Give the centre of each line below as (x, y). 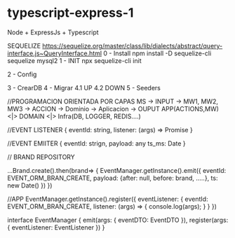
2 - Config (22, 74)
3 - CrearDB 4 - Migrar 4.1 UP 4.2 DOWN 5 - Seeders (84, 87)
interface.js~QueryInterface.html (55, 53)
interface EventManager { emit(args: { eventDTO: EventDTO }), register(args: (118, 220)
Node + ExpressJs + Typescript (53, 32)
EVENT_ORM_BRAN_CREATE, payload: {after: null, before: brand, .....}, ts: (113, 178)
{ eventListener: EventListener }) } (56, 227)
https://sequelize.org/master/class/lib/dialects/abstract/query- (132, 45)
